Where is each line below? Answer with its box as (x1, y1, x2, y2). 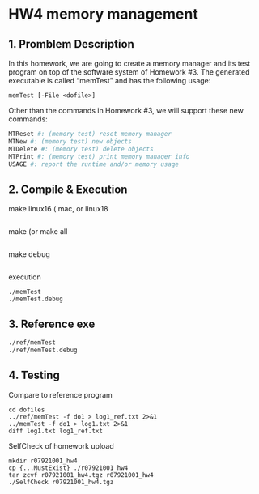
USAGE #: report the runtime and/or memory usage (8, 160, 180, 168)
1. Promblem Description (8, 37, 135, 51)
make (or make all (8, 227, 68, 236)
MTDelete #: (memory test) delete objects (8, 145, 154, 153)
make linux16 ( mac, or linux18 (8, 204, 108, 214)
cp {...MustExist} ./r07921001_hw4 (8, 463, 129, 472)
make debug (8, 249, 50, 259)
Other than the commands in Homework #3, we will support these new (8, 106, 244, 115)
